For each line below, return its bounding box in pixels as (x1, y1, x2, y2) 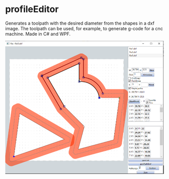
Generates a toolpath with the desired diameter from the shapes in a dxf (5, 20, 155, 26)
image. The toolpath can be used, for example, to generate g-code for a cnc (5, 25, 163, 31)
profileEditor (5, 4, 59, 15)
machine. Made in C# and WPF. (5, 31, 71, 37)
